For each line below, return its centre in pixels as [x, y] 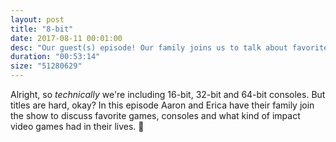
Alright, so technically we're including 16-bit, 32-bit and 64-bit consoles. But [168, 94]
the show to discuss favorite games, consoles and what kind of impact [155, 115]
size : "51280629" [46, 66]
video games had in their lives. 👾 [77, 126]
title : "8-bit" [42, 29]
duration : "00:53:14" [55, 57]
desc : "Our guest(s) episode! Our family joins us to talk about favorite [169, 47]
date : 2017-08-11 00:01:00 [66, 38]
